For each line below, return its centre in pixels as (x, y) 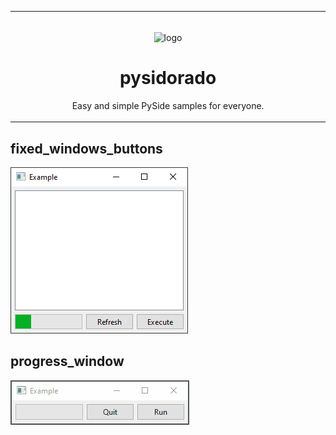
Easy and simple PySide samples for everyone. (168, 105)
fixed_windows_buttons (86, 148)
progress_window (67, 361)
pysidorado (168, 77)
